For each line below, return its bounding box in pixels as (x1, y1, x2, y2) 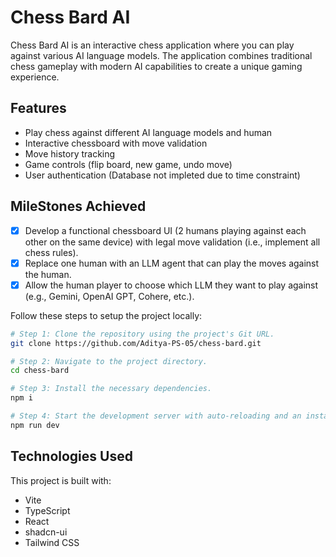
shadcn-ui (24, 526, 68, 538)
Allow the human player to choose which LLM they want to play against (24, 279, 319, 291)
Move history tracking (24, 147, 116, 160)
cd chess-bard (10, 366, 70, 376)
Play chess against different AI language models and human (24, 126, 273, 138)
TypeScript (24, 504, 71, 516)
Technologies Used (10, 448, 133, 465)
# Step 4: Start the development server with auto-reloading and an (10, 411, 302, 421)
